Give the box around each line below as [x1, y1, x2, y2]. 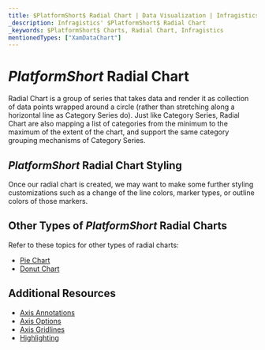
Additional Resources [8, 287, 116, 300]
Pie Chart [19, 255, 50, 265]
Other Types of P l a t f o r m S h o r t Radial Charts [8, 219, 227, 233]
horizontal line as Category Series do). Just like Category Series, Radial [8, 111, 241, 120]
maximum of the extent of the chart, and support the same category [8, 127, 230, 137]
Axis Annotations [19, 307, 75, 317]
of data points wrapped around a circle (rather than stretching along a [8, 102, 235, 111]
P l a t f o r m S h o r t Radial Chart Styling [8, 159, 183, 172]
